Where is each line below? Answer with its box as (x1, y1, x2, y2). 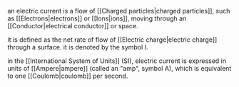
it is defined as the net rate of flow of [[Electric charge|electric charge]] (7, 35, 218, 44)
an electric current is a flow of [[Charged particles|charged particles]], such (7, 7, 230, 15)
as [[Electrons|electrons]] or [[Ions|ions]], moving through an (7, 14, 187, 23)
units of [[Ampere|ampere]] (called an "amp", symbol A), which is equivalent (7, 64, 232, 72)
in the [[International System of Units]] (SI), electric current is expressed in (7, 57, 227, 65)
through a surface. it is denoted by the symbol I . (7, 43, 148, 51)
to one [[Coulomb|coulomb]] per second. (7, 71, 128, 80)
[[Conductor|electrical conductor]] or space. (7, 22, 138, 30)
